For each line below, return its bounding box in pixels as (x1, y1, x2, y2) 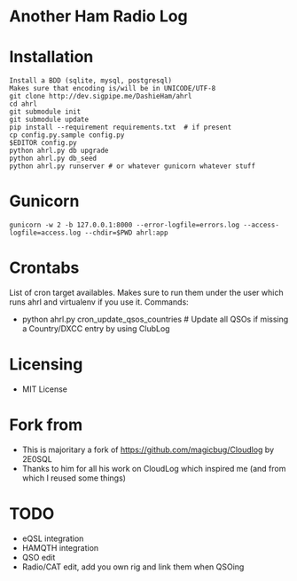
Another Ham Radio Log (9, 6, 188, 27)
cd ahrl (9, 99, 38, 108)
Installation (9, 47, 94, 68)
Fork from (9, 415, 83, 435)
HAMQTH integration (21, 542, 99, 553)
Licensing (9, 354, 83, 375)
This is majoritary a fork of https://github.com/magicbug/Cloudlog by (21, 444, 275, 455)
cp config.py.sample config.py (9, 131, 125, 139)
